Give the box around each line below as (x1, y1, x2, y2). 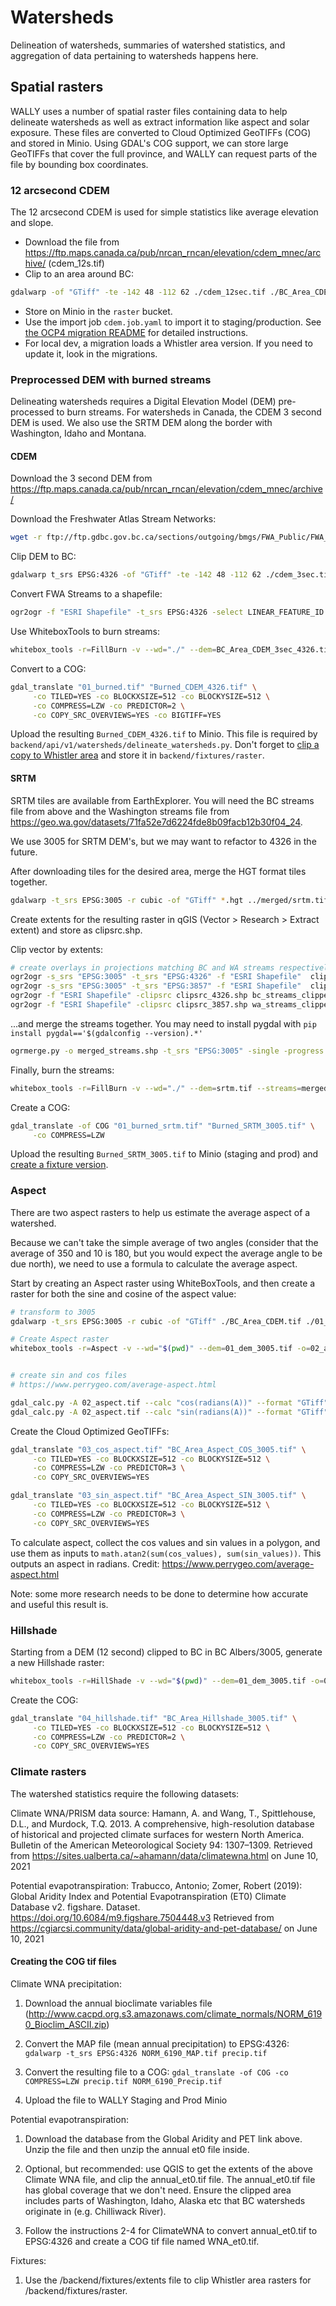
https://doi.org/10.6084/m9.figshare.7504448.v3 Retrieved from (10, 1911, 275, 1923)
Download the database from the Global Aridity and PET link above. (24, 2132, 303, 2145)
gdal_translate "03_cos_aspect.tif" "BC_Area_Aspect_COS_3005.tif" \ (10, 1444, 307, 1455)
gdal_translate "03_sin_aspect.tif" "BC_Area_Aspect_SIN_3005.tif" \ (10, 1491, 307, 1501)
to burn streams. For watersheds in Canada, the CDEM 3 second (56, 406, 322, 418)
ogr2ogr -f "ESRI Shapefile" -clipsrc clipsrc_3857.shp (10, 1000, 248, 1010)
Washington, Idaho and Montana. (10, 427, 147, 440)
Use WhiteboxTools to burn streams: (10, 626, 161, 638)
